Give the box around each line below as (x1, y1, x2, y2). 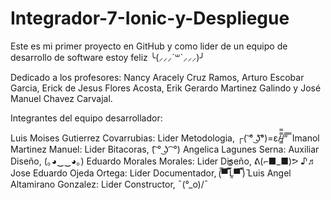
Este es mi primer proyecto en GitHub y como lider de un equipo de (10, 40, 288, 52)
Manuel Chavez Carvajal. (10, 92, 113, 104)
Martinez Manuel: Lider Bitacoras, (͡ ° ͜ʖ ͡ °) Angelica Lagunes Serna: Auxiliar (10, 143, 320, 155)
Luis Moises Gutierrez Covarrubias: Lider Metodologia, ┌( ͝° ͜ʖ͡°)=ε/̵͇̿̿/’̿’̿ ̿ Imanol (10, 132, 320, 144)
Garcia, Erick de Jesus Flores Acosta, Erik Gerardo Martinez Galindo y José (10, 82, 322, 94)
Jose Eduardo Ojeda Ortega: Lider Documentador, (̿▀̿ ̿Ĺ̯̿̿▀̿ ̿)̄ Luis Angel (10, 167, 292, 179)
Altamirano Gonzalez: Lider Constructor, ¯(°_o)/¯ (10, 178, 209, 190)
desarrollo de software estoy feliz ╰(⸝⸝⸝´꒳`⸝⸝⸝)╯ (10, 51, 205, 63)
